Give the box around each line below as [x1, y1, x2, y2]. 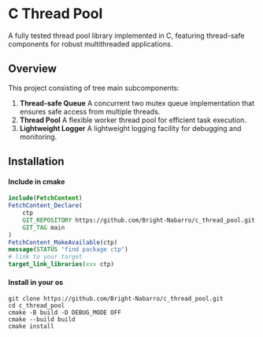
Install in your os [8, 277, 64, 286]
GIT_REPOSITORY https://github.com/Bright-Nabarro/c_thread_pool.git [22, 216, 256, 224]
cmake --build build [8, 316, 76, 324]
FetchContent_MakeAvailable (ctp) [8, 238, 118, 246]
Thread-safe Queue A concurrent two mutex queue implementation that [19, 98, 255, 107]
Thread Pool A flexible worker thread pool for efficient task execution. [19, 115, 246, 125]
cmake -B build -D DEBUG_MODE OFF [8, 309, 122, 316]
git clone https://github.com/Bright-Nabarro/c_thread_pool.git [8, 295, 224, 303]
